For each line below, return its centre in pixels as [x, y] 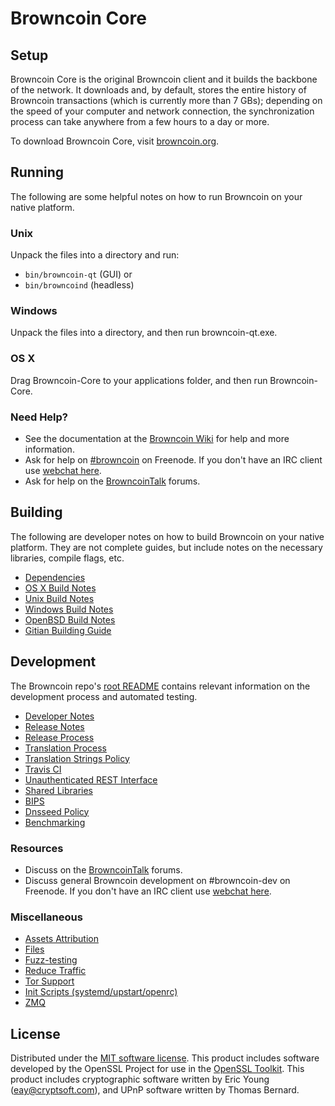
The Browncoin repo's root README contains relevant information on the [160, 686]
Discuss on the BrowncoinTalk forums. [103, 869]
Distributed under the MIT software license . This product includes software [165, 1058]
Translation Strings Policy [77, 758]
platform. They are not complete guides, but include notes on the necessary [166, 547]
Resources [37, 848]
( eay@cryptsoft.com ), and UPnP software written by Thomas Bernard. [155, 1090]
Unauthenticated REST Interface [91, 779]
